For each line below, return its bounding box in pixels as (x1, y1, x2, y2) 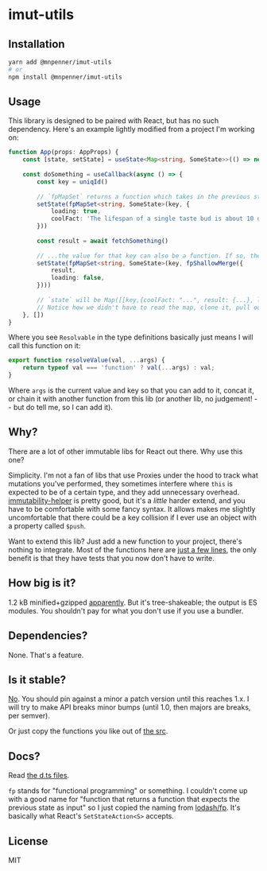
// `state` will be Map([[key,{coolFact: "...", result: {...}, (37, 296, 254, 304)
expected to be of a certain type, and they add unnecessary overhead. (8, 487, 240, 497)
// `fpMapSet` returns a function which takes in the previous (37, 192, 250, 200)
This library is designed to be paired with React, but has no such (8, 116, 219, 126)
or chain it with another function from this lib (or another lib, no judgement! (8, 394, 253, 404)
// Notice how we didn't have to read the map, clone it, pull (37, 304, 250, 312)
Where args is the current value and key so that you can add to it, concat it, (8, 385, 254, 395)
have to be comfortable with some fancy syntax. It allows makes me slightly (8, 504, 256, 513)
